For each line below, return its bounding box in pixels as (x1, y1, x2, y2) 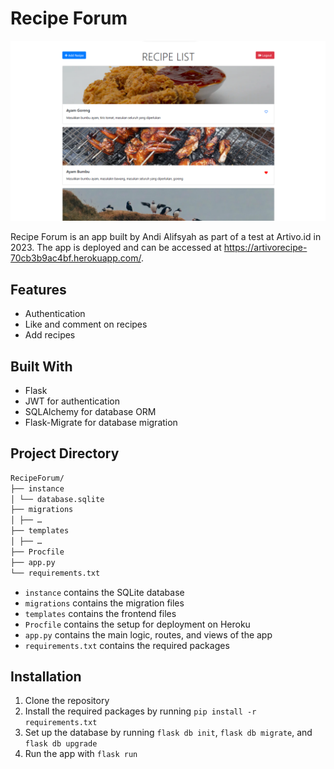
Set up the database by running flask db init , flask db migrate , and (24, 727, 313, 739)
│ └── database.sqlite (10, 494, 105, 504)
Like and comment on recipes (24, 318, 148, 331)
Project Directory (10, 445, 120, 462)
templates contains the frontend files (24, 607, 177, 619)
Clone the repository (24, 695, 110, 707)
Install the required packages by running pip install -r (24, 705, 257, 717)
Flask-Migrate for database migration (24, 416, 178, 428)
